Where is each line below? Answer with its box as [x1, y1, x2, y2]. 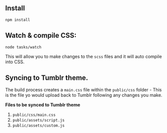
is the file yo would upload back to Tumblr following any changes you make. [5, 92, 162, 98]
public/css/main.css [12, 112, 56, 117]
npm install [5, 17, 30, 22]
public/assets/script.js [12, 118, 65, 123]
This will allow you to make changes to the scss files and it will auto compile [5, 54, 162, 60]
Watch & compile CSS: [5, 31, 77, 40]
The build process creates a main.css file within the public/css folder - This [5, 87, 162, 93]
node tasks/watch [5, 45, 42, 50]
